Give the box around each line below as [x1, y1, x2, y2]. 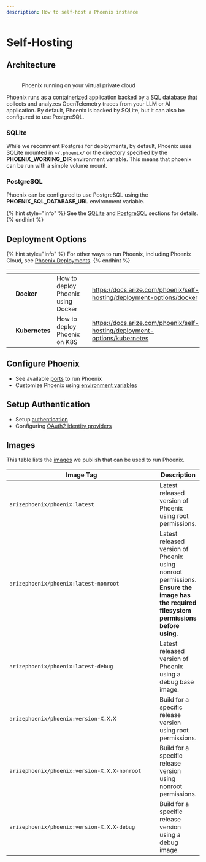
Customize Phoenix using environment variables [15, 382, 137, 389]
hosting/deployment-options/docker [91, 293, 198, 302]
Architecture [6, 60, 56, 71]
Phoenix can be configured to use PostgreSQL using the [6, 191, 148, 198]
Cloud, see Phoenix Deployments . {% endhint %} [6, 257, 131, 264]
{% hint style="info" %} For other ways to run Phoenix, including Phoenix [6, 250, 191, 258]
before [159, 622, 180, 630]
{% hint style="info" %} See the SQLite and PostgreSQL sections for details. [6, 210, 199, 217]
